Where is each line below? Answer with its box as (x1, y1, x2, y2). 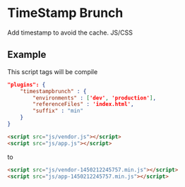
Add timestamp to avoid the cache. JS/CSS (7, 28, 133, 37)
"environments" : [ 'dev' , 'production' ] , (32, 94, 157, 102)
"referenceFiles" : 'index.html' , (32, 101, 134, 108)
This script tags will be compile (7, 67, 98, 76)
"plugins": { (7, 81, 46, 88)
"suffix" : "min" (32, 107, 83, 114)
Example (7, 49, 47, 61)
